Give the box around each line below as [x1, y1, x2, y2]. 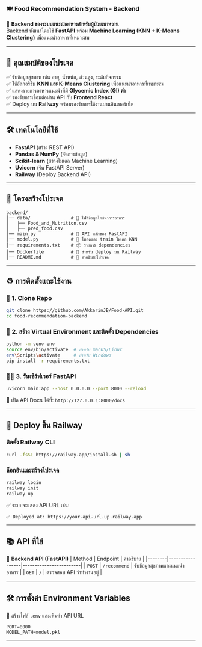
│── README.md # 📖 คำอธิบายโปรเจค [6, 254, 109, 260]
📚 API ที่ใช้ [6, 536, 44, 547]
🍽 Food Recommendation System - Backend [6, 4, 140, 13]
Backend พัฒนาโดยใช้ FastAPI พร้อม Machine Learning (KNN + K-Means [6, 27, 180, 34]
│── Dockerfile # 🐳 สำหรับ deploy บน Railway [6, 248, 141, 255]
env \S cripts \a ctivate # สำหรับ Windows [6, 352, 112, 358]
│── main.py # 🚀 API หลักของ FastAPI [6, 230, 128, 237]
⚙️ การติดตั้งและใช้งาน [6, 276, 72, 286]
